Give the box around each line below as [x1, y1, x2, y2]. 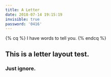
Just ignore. [5, 65, 36, 72]
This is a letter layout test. [5, 50, 90, 58]
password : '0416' [5, 21, 42, 27]
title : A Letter [5, 7, 40, 13]
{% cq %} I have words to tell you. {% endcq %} [5, 35, 106, 41]
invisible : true [5, 17, 40, 22]
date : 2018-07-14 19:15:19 [5, 12, 63, 17]
